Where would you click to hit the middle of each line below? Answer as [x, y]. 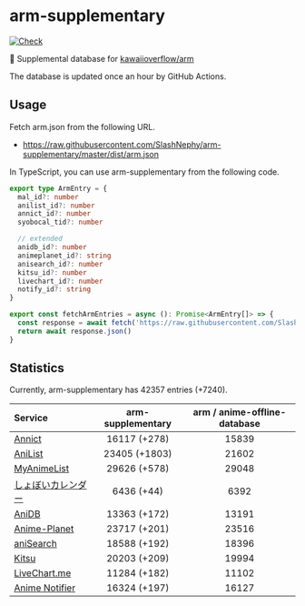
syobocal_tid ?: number [60, 222]
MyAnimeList [42, 469]
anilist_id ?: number [56, 206]
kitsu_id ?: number [53, 273]
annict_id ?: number [54, 214]
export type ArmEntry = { [58, 188]
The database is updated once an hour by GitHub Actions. [118, 76]
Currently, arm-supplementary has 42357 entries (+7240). [119, 390]
